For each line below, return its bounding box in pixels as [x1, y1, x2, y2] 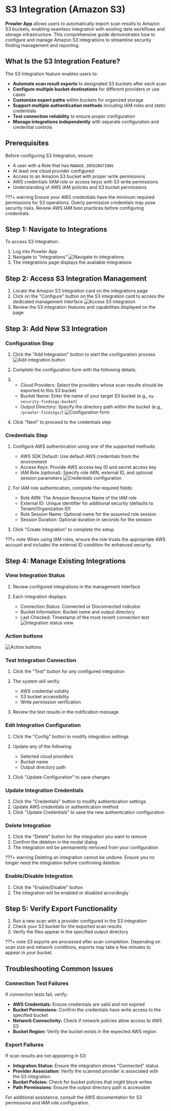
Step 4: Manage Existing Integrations [5, 556, 126, 565]
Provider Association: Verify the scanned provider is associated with [12, 1068, 159, 1074]
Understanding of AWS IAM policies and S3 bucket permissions [12, 184, 147, 190]
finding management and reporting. [5, 42, 80, 48]
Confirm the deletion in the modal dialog [12, 839, 97, 845]
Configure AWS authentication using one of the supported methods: [12, 443, 156, 449]
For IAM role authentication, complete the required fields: [12, 485, 133, 491]
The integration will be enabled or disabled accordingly [12, 890, 129, 896]
